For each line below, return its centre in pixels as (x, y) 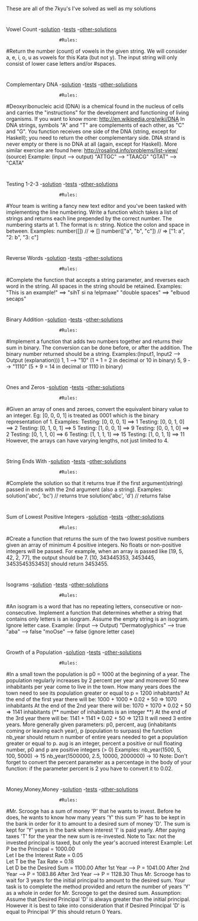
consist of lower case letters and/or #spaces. (61, 64)
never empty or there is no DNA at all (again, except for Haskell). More (92, 144)
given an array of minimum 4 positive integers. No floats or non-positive (94, 545)
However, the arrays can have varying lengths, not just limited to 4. (87, 441)
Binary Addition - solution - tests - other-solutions (64, 319)
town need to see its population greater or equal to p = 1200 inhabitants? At (98, 693)
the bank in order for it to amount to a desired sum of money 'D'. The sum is (98, 824)
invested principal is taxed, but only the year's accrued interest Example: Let (99, 843)
